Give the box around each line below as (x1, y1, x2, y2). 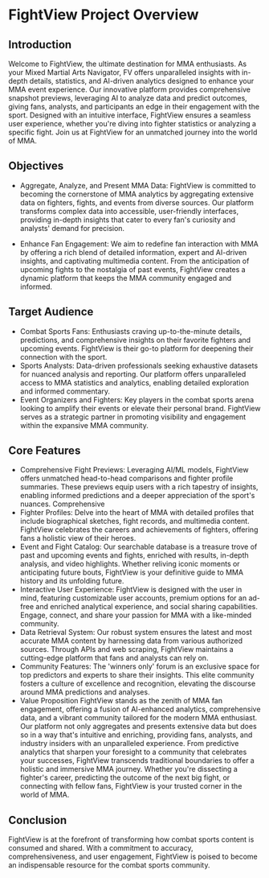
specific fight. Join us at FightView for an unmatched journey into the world (8, 127, 258, 137)
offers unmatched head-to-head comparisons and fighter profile (19, 473, 234, 484)
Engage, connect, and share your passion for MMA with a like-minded (19, 610, 252, 620)
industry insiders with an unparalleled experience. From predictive (19, 739, 239, 748)
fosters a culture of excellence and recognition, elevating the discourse (19, 678, 256, 689)
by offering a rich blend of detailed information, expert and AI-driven (19, 247, 247, 257)
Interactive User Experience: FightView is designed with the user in (19, 585, 243, 595)
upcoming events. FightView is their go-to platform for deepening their (19, 344, 255, 353)
